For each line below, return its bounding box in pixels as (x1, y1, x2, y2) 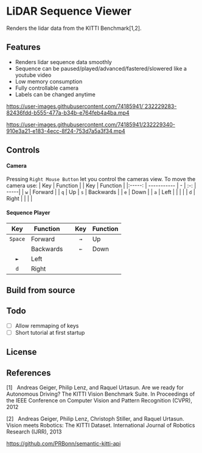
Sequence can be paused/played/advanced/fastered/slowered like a (15, 65, 187, 72)
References (6, 368, 51, 378)
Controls (6, 145, 40, 155)
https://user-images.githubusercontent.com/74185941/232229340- (6, 121, 175, 128)
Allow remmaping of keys (15, 322, 79, 329)
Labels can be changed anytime (15, 90, 96, 98)
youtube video (15, 71, 52, 79)
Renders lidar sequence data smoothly (15, 58, 113, 65)
